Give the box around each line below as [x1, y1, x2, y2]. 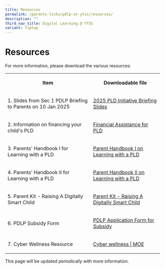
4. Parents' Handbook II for [7, 169, 70, 176]
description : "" [5, 16, 38, 21]
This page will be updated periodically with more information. [5, 258, 129, 264]
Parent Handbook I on [93, 145, 143, 152]
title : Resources [5, 7, 41, 12]
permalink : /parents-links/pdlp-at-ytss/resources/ [5, 12, 113, 17]
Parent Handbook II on [93, 169, 145, 176]
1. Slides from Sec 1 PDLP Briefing [7, 97, 88, 104]
